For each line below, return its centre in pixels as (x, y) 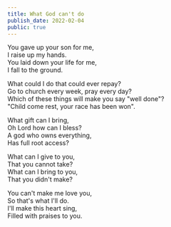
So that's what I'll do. (38, 201)
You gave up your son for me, (51, 48)
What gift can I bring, (38, 120)
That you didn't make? (40, 179)
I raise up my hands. (37, 55)
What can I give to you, (41, 157)
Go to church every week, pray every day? (69, 91)
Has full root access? (38, 143)
